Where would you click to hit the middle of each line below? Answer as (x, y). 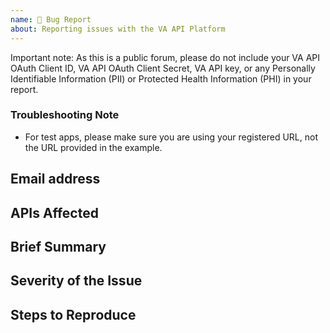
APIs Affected (54, 212)
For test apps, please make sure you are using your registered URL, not (171, 137)
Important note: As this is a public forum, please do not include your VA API (165, 57)
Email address (55, 179)
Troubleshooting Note (65, 115)
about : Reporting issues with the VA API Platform (118, 29)
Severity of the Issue (76, 281)
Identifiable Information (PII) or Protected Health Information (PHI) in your (161, 78)
